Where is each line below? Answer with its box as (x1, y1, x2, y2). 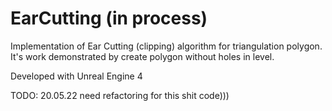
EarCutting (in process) (10, 7, 208, 30)
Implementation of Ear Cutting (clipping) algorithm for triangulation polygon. (10, 40, 323, 52)
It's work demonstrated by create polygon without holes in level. (10, 50, 275, 62)
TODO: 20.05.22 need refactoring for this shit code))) (10, 89, 230, 101)
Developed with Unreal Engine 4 (10, 70, 143, 82)
